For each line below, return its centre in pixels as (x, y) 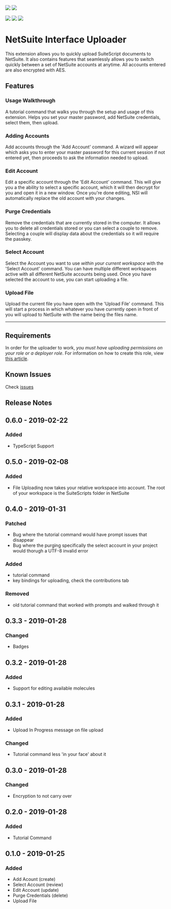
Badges (21, 647)
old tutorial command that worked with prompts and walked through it (86, 605)
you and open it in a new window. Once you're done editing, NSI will (77, 193)
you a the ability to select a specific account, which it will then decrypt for (83, 187)
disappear (23, 540)
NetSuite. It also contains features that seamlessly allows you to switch (80, 59)
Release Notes (29, 403)
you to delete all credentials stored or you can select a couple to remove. (82, 228)
